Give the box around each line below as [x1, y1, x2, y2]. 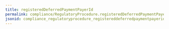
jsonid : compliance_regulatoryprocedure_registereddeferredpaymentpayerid [5, 16, 165, 21]
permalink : [5, 12, 28, 17]
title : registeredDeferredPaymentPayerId [5, 7, 94, 12]
